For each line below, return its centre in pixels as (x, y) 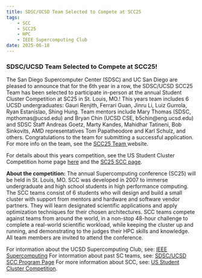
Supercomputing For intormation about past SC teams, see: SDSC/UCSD (96, 256)
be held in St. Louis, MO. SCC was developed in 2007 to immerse (87, 180)
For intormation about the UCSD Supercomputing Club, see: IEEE (87, 249)
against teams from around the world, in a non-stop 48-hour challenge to (97, 218)
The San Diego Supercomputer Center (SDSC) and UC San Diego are (92, 80)
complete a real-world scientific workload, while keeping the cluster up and (100, 225)
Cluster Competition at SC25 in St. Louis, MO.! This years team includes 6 (98, 99)
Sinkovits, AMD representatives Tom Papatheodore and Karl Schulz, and (96, 131)
